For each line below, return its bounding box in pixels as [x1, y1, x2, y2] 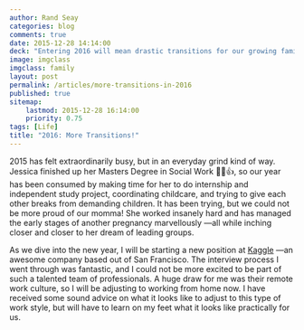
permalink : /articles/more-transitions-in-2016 [9, 80, 193, 90]
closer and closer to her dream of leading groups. [9, 227, 195, 238]
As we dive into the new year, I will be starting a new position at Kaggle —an [9, 244, 294, 255]
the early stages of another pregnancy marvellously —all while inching [9, 217, 272, 228]
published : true [9, 89, 71, 98]
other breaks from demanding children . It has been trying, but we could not [9, 198, 290, 209]
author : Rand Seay [9, 13, 79, 23]
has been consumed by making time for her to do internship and [9, 178, 249, 190]
